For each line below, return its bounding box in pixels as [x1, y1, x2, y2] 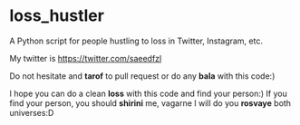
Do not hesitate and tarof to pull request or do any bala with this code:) [9, 70, 276, 82]
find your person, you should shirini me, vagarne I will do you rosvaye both [9, 97, 292, 109]
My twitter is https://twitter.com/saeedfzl [9, 53, 162, 63]
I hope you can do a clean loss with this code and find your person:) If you [9, 88, 287, 99]
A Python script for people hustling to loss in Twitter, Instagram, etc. [9, 35, 263, 46]
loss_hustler [9, 5, 104, 26]
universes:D [9, 107, 54, 118]
